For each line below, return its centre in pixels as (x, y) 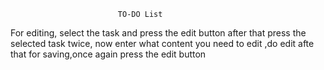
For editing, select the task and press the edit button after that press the (158, 33)
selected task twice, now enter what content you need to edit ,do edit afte (162, 43)
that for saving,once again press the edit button (108, 54)
